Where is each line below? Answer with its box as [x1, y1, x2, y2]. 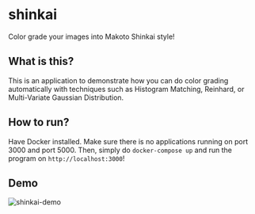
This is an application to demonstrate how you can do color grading [8, 75, 229, 85]
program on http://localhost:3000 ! [8, 153, 125, 163]
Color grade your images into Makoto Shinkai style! [8, 32, 176, 41]
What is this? [8, 55, 74, 68]
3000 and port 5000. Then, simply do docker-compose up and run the [8, 145, 232, 155]
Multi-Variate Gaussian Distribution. [8, 93, 124, 102]
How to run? [8, 116, 70, 129]
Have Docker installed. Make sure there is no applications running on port [8, 136, 248, 146]
